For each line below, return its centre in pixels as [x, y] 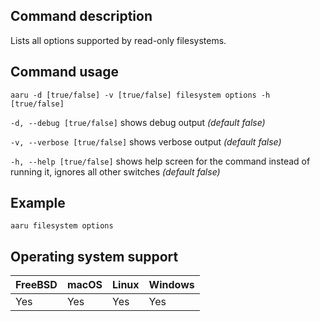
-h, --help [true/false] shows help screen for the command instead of [160, 161]
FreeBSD [36, 285]
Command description [81, 16]
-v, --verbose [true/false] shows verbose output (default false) [146, 141]
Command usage [65, 72]
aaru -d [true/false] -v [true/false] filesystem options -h [140, 95]
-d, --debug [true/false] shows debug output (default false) [138, 122]
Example [38, 203]
